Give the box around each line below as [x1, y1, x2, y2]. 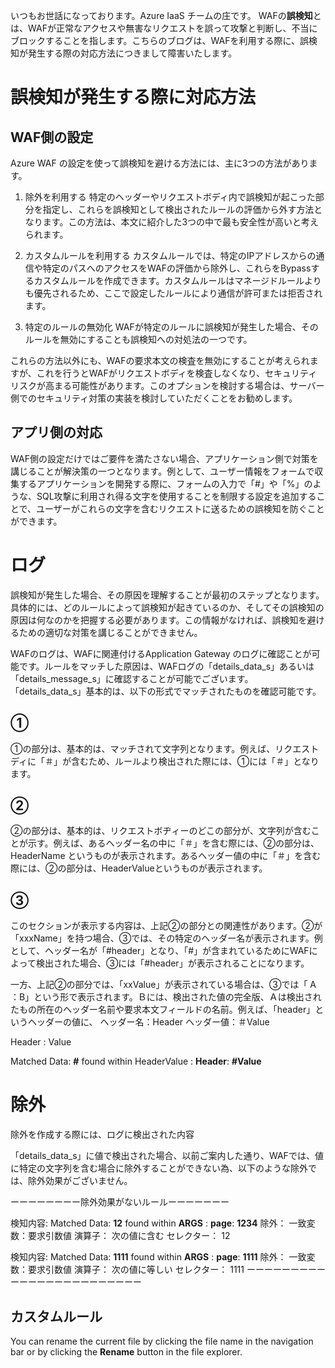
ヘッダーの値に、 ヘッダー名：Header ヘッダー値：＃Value [27, 1016, 270, 1028]
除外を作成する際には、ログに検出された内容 [10, 1129, 195, 1141]
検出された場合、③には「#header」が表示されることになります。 [35, 957, 310, 969]
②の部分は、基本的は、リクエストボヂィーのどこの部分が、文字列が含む [10, 825, 312, 837]
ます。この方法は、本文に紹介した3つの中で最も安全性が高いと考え [42, 216, 320, 228]
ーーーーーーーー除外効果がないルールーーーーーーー [10, 1196, 230, 1208]
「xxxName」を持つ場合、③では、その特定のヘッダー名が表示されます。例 [10, 932, 323, 944]
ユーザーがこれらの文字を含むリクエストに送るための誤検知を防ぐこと [36, 502, 325, 514]
